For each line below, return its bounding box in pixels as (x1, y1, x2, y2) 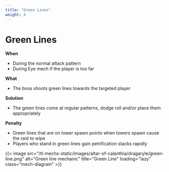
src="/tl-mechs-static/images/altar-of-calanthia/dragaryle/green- (27, 150, 164, 157)
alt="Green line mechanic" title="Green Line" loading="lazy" (25, 156, 151, 162)
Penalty (5, 120, 22, 126)
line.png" (5, 156, 24, 162)
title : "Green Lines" (5, 7, 51, 13)
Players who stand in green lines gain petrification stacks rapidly (12, 141, 148, 147)
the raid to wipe (12, 135, 46, 142)
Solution (5, 95, 24, 101)
